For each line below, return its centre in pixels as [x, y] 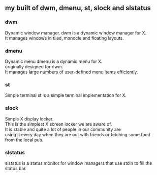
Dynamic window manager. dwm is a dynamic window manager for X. [76, 33]
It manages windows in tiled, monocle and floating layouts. [64, 38]
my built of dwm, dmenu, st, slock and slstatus [78, 8]
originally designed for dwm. [34, 66]
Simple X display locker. [29, 119]
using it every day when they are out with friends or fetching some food [78, 134]
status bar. [16, 168]
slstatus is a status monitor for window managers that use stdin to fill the [79, 163]
